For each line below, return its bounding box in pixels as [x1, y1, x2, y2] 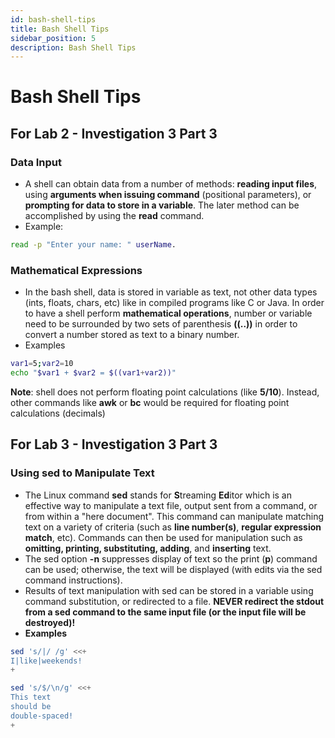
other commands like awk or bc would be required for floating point [10, 397, 290, 409]
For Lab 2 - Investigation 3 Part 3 [10, 125, 218, 142]
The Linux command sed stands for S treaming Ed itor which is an [24, 489, 293, 501]
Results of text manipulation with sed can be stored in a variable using [24, 584, 314, 596]
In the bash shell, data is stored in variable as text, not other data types [24, 286, 318, 298]
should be [10, 702, 52, 712]
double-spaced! [10, 711, 74, 721]
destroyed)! [24, 616, 76, 628]
